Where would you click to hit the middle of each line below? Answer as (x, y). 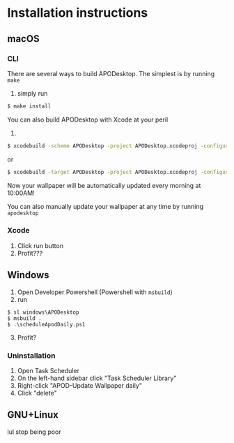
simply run (32, 93)
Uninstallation (31, 356)
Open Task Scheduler (48, 370)
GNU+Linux (33, 415)
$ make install (29, 106)
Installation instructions (78, 13)
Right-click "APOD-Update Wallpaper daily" (80, 385)
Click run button (40, 245)
